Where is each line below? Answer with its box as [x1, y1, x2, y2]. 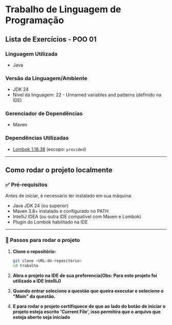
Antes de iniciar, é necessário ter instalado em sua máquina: [5, 193, 132, 199]
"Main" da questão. [12, 293, 56, 299]
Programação [5, 14, 64, 26]
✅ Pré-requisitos [5, 181, 48, 188]
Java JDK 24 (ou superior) [12, 202, 69, 209]
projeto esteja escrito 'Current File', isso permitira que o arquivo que [12, 309, 161, 315]
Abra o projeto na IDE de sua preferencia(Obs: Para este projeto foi [12, 272, 157, 278]
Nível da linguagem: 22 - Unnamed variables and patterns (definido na [12, 92, 162, 98]
